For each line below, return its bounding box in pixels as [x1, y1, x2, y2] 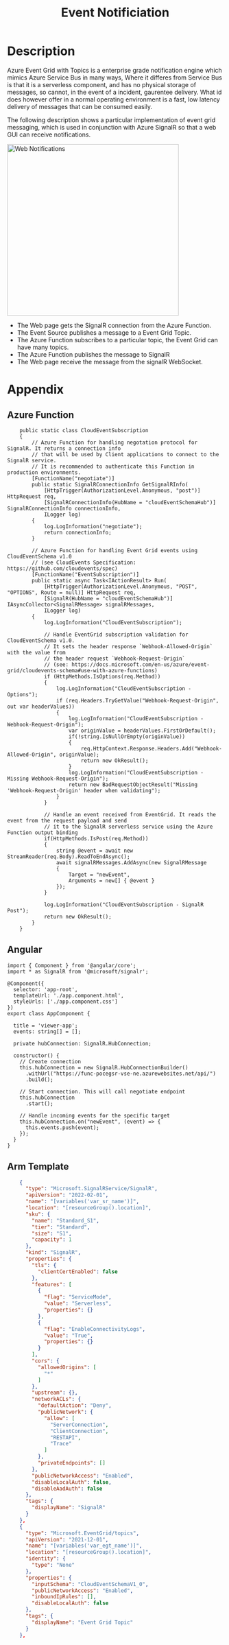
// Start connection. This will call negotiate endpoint [19, 1088, 186, 1095]
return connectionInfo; [43, 529, 112, 536]
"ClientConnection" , [50, 1428, 109, 1434]
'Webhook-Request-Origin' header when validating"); [7, 787, 161, 794]
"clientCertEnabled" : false [37, 1268, 118, 1275]
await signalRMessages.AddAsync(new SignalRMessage [56, 859, 207, 866]
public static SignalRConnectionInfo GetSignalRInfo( [32, 481, 189, 488]
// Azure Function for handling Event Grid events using [32, 547, 197, 554]
